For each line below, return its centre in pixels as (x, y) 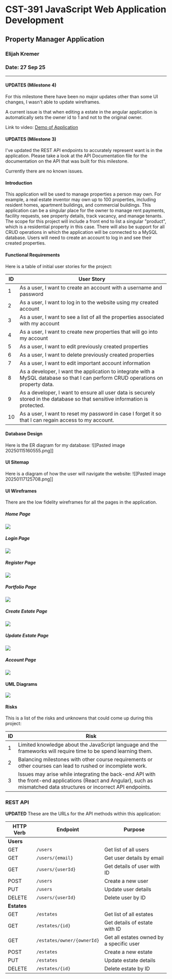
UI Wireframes (21, 491)
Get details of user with (132, 866)
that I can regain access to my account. (67, 420)
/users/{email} (55, 858)
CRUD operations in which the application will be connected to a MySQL (81, 232)
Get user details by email (134, 858)
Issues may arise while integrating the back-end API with (87, 774)
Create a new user (126, 881)
